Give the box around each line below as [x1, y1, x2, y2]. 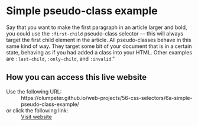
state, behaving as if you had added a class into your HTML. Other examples [6, 49, 193, 56]
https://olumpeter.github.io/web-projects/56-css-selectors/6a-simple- [21, 94, 193, 101]
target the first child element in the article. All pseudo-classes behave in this [6, 36, 191, 43]
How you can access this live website [6, 72, 147, 82]
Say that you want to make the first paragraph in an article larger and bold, [6, 24, 187, 31]
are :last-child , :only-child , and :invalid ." [6, 55, 115, 62]
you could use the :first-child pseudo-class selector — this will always [6, 30, 183, 37]
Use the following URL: [6, 88, 62, 95]
